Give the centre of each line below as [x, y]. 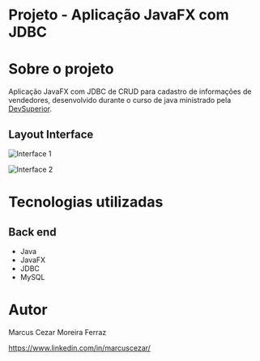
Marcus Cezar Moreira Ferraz [58, 332]
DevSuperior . [30, 109]
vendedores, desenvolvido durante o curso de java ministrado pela [120, 100]
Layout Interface [51, 134]
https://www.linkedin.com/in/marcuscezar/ [80, 348]
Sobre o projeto [61, 69]
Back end [32, 232]
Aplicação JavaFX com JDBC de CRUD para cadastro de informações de [130, 91]
